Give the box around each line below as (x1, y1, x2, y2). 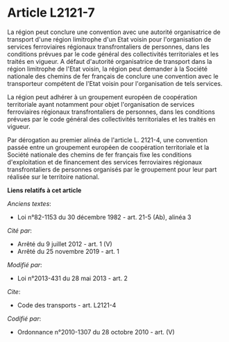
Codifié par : (7, 314, 42, 323)
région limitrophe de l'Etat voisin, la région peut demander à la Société (7, 65, 208, 73)
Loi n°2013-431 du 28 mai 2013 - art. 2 (17, 274, 128, 282)
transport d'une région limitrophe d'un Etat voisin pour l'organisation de (7, 35, 212, 43)
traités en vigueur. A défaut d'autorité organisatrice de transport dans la (7, 57, 212, 65)
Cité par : (7, 226, 33, 234)
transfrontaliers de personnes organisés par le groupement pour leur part (7, 165, 217, 173)
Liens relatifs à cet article (7, 186, 82, 194)
